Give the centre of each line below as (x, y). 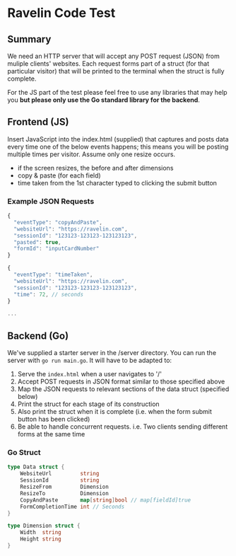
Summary (29, 39)
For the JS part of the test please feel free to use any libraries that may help (117, 92)
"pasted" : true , (37, 242)
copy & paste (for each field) (59, 175)
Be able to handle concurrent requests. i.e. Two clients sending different (123, 427)
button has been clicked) (54, 419)
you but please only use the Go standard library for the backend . (104, 100)
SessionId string (60, 480)
